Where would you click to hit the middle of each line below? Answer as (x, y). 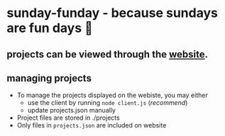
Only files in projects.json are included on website (92, 125)
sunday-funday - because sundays (112, 13)
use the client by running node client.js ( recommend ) (108, 103)
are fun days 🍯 (50, 28)
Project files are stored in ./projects (68, 118)
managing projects (49, 78)
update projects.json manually (72, 110)
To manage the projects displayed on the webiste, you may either (112, 95)
